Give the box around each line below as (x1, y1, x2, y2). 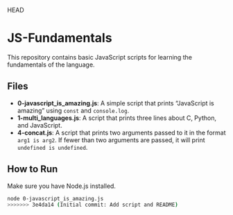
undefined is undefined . (17, 143, 88, 151)
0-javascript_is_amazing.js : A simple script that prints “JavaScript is (17, 98, 215, 107)
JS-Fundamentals (7, 31, 112, 46)
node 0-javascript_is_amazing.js (7, 195, 104, 202)
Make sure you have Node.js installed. (7, 182, 116, 190)
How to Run (7, 163, 58, 175)
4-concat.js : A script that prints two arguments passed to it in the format (17, 128, 226, 137)
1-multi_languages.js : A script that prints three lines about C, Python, (17, 114, 217, 122)
